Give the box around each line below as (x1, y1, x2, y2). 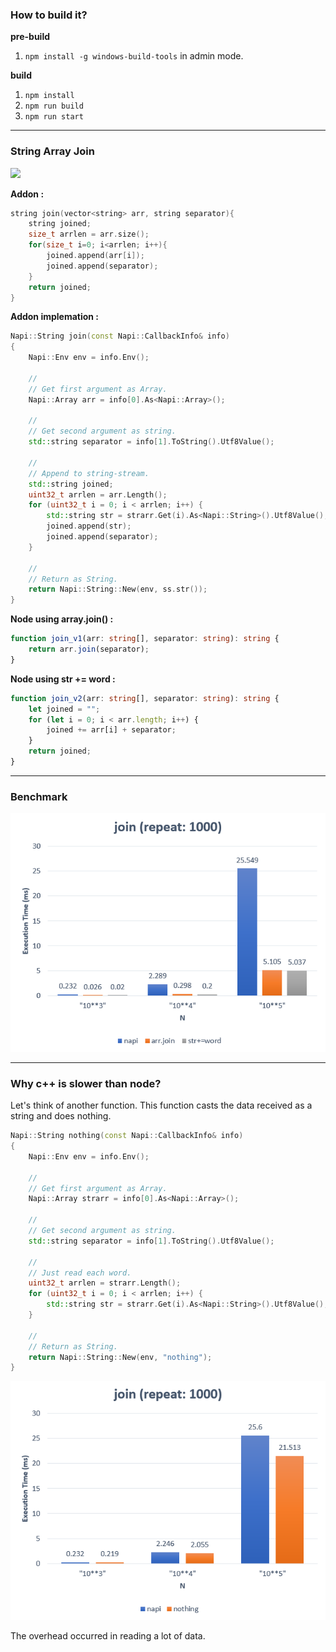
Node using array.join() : (10, 613, 114, 625)
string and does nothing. (10, 1110, 112, 1122)
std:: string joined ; (28, 479, 114, 489)
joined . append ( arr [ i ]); (46, 251, 145, 261)
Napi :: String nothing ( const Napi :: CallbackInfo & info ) (10, 1131, 244, 1141)
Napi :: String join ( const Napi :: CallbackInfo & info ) (10, 331, 230, 342)
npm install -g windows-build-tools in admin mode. (24, 50, 244, 62)
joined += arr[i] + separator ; (46, 725, 177, 735)
